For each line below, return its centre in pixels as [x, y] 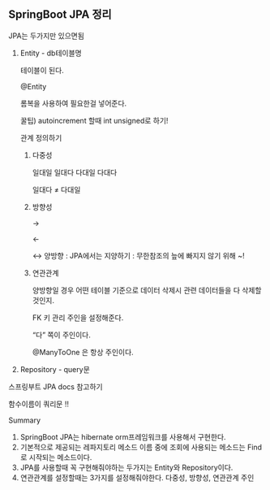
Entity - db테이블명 [51, 53]
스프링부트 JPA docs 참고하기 [56, 386]
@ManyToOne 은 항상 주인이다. [83, 352]
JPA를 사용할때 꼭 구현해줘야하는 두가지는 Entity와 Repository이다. [126, 467]
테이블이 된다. [42, 70]
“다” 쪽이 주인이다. [61, 335]
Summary [25, 420]
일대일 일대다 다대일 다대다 [75, 172]
